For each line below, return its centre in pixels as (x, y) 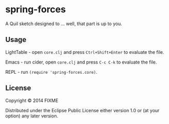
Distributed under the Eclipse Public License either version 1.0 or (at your (82, 110)
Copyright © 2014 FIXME (32, 100)
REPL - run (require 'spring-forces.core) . (51, 72)
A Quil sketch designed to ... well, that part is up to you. (64, 24)
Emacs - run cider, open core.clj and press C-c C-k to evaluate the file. (81, 62)
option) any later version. (32, 116)
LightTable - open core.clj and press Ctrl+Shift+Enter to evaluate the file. (85, 52)
